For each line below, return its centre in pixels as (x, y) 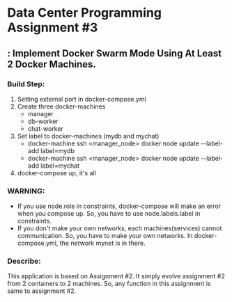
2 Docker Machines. (52, 64)
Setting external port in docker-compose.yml (82, 99)
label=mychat (60, 166)
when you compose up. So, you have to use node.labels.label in (109, 214)
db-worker (43, 121)
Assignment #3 (53, 27)
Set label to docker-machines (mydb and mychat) (88, 136)
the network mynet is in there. (102, 243)
